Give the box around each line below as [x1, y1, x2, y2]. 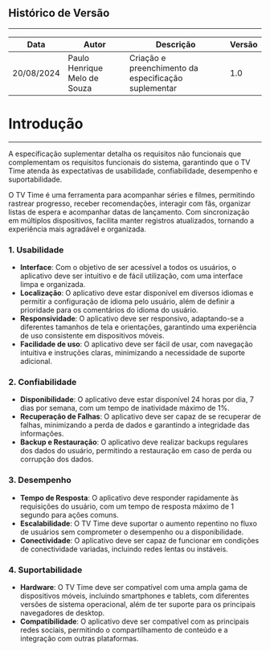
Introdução [8, 115, 84, 133]
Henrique [67, 62, 103, 73]
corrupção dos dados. [19, 454, 94, 465]
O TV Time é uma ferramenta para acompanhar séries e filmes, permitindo [8, 190, 256, 199]
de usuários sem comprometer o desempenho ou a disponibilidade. [19, 526, 244, 537]
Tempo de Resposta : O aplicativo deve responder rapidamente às [19, 493, 239, 502]
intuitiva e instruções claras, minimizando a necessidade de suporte [19, 348, 245, 358]
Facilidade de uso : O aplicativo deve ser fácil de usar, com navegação [19, 339, 253, 349]
